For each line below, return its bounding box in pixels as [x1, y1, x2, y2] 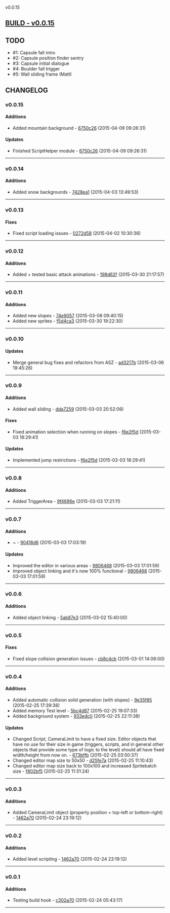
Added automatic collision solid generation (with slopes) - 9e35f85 [12, 697, 152, 703]
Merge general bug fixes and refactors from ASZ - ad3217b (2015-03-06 [12, 359, 164, 366]
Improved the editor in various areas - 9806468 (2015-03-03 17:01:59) [12, 562, 160, 568]
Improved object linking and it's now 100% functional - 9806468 [12, 568, 147, 574]
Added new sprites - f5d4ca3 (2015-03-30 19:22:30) [12, 318, 123, 324]
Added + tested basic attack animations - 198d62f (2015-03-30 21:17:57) [12, 271, 164, 278]
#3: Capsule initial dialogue [12, 60, 69, 66]
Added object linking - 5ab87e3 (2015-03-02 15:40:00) [12, 614, 127, 620]
